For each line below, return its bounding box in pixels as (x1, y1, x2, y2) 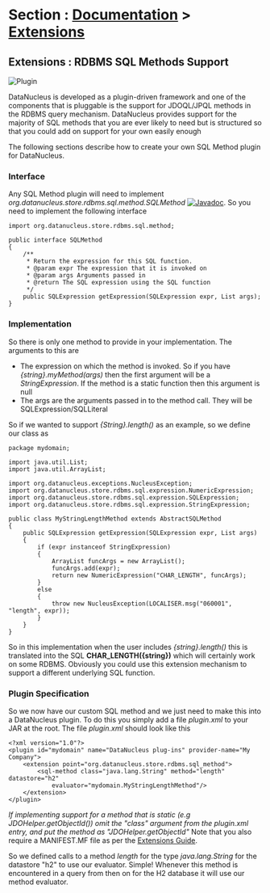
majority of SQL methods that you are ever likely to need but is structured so (8, 118, 262, 127)
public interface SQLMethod (8, 236, 103, 244)
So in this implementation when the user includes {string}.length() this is (8, 642, 248, 651)
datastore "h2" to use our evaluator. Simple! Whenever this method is (8, 859, 239, 870)
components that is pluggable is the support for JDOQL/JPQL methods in (8, 101, 251, 110)
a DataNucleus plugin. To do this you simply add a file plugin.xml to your (8, 714, 248, 724)
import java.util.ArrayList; (8, 465, 106, 474)
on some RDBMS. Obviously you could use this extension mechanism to (8, 659, 247, 668)
